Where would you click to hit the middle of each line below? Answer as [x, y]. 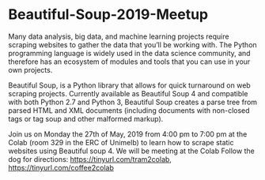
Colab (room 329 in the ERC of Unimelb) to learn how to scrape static [121, 142]
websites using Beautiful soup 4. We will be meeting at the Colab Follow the [131, 151]
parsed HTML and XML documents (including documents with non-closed [129, 110]
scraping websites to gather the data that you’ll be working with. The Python [132, 44]
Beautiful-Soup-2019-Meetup [108, 15]
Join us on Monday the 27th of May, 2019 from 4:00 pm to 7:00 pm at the [128, 134]
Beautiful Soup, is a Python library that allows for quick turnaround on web [129, 85]
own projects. [30, 69]
